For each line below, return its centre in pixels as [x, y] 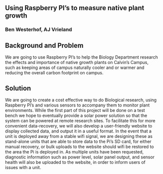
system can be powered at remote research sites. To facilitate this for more [80, 120]
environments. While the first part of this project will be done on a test [75, 110]
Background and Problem [44, 45]
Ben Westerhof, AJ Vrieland [38, 30]
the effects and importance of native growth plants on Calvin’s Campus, [77, 63]
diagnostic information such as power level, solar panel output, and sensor [80, 157]
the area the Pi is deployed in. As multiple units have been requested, [74, 152]
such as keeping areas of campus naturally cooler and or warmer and [75, 67]
